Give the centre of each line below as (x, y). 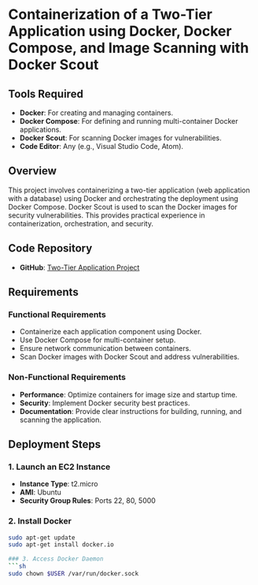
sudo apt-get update (42, 538)
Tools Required (46, 93)
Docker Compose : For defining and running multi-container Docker (129, 121)
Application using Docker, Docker (120, 31)
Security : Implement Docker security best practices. (105, 403)
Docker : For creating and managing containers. (96, 113)
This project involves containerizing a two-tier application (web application (129, 190)
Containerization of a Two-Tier (110, 15)
